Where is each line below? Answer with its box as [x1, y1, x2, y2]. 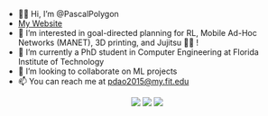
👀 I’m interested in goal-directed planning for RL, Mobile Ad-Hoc [17, 28, 257, 38]
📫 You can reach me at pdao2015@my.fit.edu [17, 76, 189, 86]
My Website [17, 18, 63, 29]
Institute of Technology [17, 57, 105, 67]
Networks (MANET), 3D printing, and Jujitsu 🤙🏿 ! [17, 37, 199, 48]
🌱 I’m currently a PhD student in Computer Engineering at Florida [17, 47, 259, 58]
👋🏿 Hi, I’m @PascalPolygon [17, 9, 119, 19]
